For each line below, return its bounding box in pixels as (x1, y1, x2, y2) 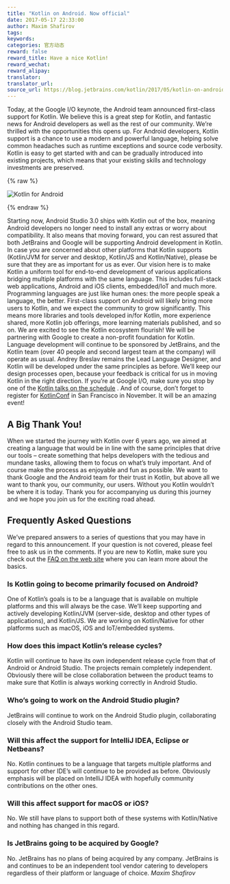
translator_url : (7, 80, 53, 87)
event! (7, 399, 25, 407)
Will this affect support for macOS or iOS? (7, 798, 149, 808)
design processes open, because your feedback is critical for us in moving (7, 369, 218, 378)
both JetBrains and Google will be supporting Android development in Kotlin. (7, 238, 223, 247)
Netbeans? (7, 744, 44, 754)
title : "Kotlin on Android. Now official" (7, 10, 130, 17)
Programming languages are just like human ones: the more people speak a (7, 289, 220, 298)
